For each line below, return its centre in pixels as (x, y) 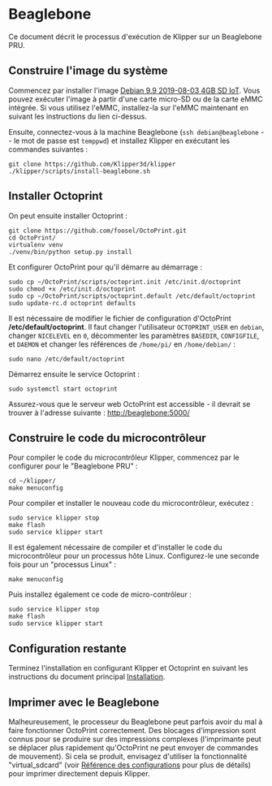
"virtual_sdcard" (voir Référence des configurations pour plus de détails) (130, 765)
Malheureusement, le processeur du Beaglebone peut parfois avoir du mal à (136, 722)
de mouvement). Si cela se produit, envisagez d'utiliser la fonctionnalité (128, 756)
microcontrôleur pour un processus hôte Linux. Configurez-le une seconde (134, 556)
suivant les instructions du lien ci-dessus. (78, 116)
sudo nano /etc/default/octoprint (67, 359)
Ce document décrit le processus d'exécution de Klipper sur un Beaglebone (135, 37)
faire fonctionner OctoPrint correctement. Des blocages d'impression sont (132, 730)
